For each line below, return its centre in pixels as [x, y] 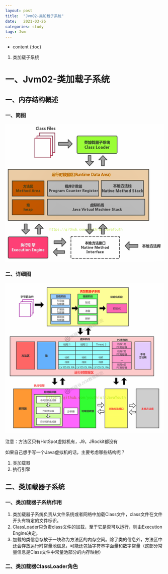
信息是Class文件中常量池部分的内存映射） [60, 552]
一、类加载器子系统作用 [33, 502]
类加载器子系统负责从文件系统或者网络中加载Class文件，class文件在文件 [88, 514]
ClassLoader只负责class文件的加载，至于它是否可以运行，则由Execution [87, 527]
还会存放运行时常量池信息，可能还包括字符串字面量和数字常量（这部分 [85, 546]
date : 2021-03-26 [26, 21]
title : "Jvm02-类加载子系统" [34, 16]
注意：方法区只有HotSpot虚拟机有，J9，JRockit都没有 [62, 441]
